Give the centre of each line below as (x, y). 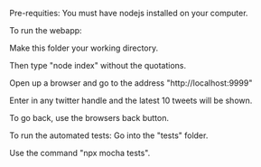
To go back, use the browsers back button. (89, 118)
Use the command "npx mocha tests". (80, 153)
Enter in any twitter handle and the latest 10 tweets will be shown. (131, 100)
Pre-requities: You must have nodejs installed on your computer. (129, 13)
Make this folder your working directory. (84, 48)
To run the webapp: (46, 30)
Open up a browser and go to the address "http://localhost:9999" (131, 83)
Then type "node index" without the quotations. (98, 65)
